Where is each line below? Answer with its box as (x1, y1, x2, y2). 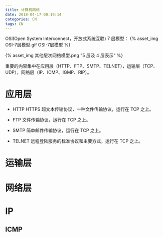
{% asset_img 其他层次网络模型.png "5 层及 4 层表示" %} (5, 52, 123, 58)
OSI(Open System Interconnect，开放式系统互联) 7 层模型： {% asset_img (5, 35, 158, 41)
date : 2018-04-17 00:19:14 (5, 12, 62, 17)
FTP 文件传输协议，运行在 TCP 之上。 (12, 117, 91, 123)
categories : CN (5, 16, 37, 21)
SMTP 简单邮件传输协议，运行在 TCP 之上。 (12, 127, 104, 133)
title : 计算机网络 (5, 7, 40, 12)
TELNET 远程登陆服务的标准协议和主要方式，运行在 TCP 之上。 (12, 138, 143, 144)
